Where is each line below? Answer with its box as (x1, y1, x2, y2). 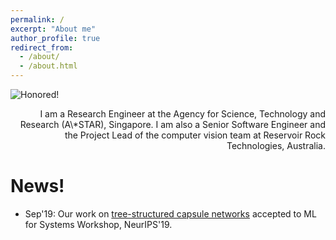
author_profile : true (10, 33, 101, 43)
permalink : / (10, 14, 65, 25)
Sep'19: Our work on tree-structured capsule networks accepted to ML (24, 207, 317, 220)
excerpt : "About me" (10, 24, 97, 34)
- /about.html (19, 61, 78, 71)
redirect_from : (10, 42, 74, 53)
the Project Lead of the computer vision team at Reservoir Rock (64, 129, 326, 141)
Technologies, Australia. (226, 140, 326, 151)
